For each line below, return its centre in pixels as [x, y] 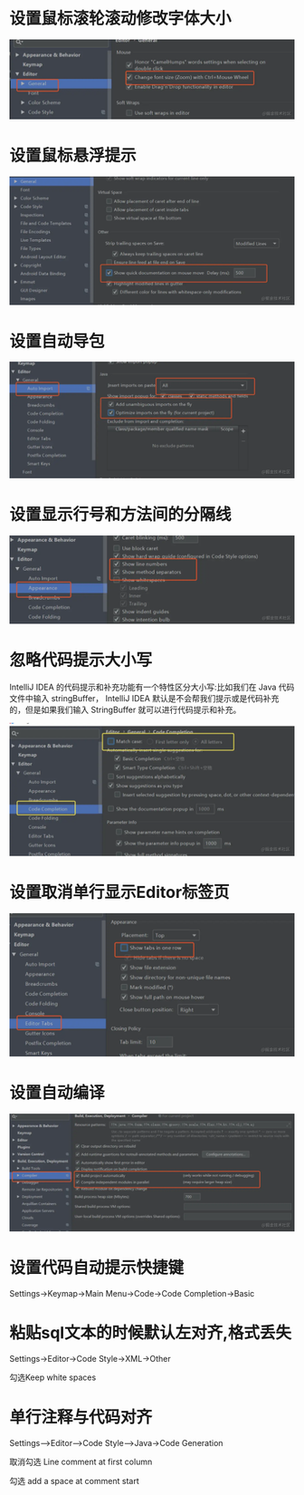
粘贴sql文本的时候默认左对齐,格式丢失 [151, 1333]
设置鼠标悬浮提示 [73, 155]
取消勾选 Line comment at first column [81, 1461]
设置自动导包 [57, 341]
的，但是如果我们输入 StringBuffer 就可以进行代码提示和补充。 [125, 709]
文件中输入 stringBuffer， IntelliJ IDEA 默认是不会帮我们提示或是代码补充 [144, 698]
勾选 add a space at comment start [74, 1481]
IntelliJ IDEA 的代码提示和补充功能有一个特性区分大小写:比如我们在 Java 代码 [152, 687]
